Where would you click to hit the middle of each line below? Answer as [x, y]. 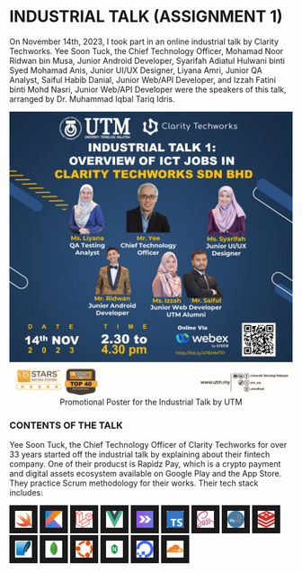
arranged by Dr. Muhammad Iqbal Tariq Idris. [92, 99]
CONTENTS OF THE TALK [66, 425]
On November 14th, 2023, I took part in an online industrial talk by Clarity [144, 41]
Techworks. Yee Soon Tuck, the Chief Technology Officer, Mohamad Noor [147, 50]
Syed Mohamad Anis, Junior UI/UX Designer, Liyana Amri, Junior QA [136, 70]
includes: [26, 493]
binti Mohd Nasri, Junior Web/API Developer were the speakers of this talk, [148, 89]
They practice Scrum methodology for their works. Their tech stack [134, 483]
